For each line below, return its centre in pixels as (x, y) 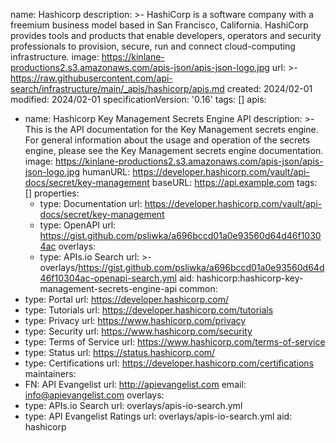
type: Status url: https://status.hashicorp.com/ (120, 352)
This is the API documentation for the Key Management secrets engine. (171, 129)
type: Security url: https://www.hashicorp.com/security (138, 331)
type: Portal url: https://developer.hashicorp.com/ (127, 299)
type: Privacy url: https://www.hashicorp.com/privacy (135, 320)
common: (198, 288)
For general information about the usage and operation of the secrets (167, 140)
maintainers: (50, 373)
